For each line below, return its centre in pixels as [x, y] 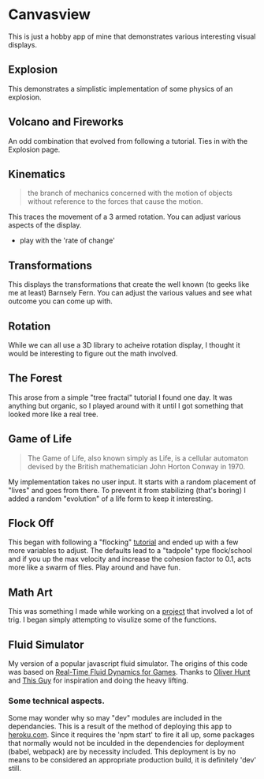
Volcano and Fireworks [66, 122]
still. [15, 769]
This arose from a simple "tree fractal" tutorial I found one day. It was [120, 397]
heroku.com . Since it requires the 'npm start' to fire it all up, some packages [131, 735]
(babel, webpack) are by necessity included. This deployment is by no [122, 751]
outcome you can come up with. [60, 301]
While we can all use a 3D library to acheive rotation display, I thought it [124, 345]
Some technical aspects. [56, 701]
